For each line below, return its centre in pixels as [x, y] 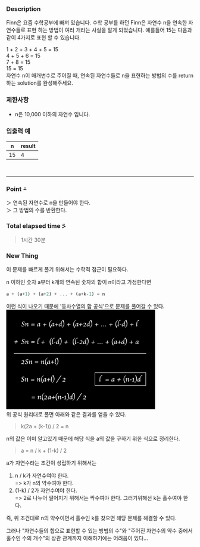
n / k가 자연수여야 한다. [42, 475]
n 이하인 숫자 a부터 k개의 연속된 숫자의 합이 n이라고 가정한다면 [79, 282]
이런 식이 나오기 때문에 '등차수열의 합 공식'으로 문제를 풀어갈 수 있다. [85, 306]
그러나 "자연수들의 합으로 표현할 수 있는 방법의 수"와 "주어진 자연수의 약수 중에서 [99, 531]
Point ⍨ [16, 189]
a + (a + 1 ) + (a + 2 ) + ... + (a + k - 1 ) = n [56, 294]
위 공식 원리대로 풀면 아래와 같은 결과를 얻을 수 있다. [66, 415]
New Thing [22, 255]
